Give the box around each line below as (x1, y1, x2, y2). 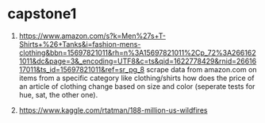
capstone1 (7, 5, 77, 23)
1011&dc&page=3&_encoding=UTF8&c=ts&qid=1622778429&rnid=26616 (18, 56, 257, 66)
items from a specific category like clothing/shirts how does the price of (18, 73, 255, 83)
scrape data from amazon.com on (145, 64, 257, 74)
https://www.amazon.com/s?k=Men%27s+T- (18, 31, 166, 40)
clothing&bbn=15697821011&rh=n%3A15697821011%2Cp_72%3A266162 (18, 48, 256, 57)
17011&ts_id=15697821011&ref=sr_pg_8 (18, 64, 145, 74)
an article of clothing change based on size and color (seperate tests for (18, 81, 255, 91)
